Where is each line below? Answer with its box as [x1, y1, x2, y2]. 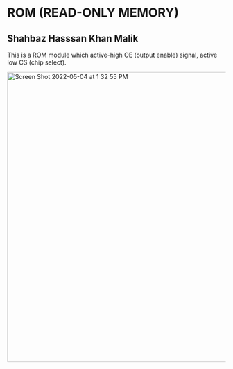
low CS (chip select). [7, 58, 67, 67]
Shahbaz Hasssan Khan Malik [7, 33, 139, 44]
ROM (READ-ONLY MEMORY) [7, 5, 179, 21]
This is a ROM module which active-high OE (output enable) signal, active [7, 51, 218, 59]
